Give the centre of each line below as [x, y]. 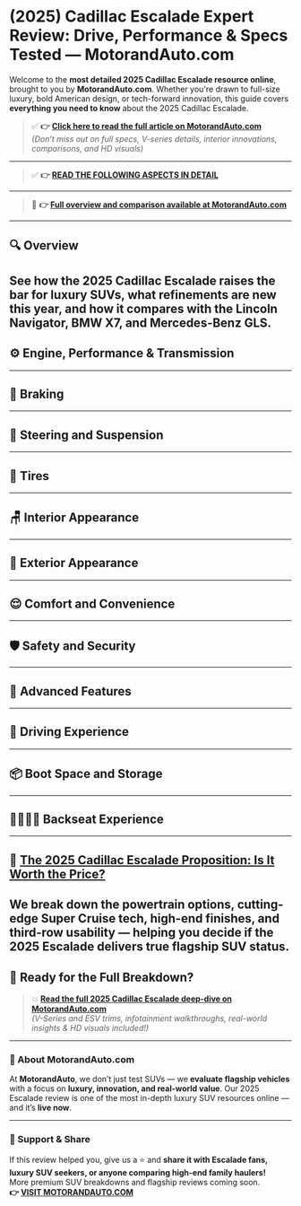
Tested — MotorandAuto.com [122, 55]
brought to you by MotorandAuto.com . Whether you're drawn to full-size [145, 89]
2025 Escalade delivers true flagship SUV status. [149, 947]
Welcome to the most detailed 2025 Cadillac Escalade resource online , [143, 79]
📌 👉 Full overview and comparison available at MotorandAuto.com [159, 205]
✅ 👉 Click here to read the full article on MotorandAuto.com [146, 126]
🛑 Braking [37, 393]
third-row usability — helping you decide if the [142, 933]
